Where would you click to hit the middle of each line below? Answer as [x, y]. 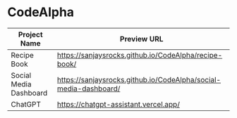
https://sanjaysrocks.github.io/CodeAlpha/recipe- [140, 55]
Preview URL [141, 39]
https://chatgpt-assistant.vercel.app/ [118, 104]
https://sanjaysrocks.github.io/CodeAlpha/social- [139, 79]
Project [31, 34]
